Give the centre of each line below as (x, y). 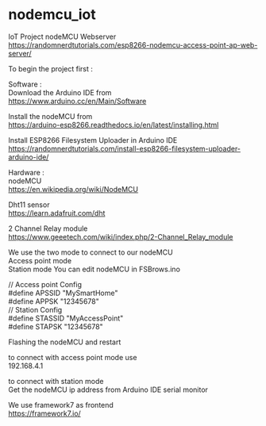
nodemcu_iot (52, 15)
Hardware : (27, 172)
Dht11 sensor (29, 205)
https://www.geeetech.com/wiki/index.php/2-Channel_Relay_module (121, 236)
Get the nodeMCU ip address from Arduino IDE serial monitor (108, 390)
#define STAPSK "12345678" (56, 326)
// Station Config (35, 309)
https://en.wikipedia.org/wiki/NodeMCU (73, 189)
